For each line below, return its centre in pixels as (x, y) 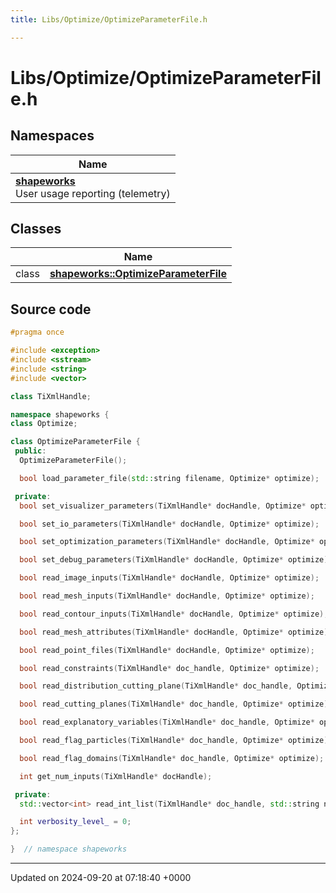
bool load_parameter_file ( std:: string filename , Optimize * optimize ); (169, 478)
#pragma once (37, 332)
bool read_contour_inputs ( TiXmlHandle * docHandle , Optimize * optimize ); (174, 614)
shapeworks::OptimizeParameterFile (138, 274)
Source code (51, 309)
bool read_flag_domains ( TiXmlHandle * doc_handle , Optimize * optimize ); (172, 758)
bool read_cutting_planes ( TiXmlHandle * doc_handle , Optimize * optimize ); (176, 704)
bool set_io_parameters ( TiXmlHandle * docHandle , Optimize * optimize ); (169, 524)
